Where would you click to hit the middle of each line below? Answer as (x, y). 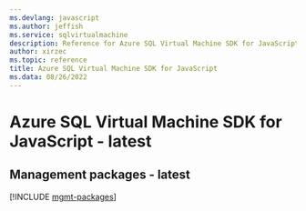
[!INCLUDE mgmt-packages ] (63, 196)
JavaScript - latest (81, 141)
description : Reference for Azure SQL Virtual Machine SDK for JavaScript (154, 43)
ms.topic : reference (49, 60)
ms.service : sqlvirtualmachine (69, 35)
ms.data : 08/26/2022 (49, 77)
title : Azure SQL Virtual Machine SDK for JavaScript (114, 69)
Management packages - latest (100, 175)
